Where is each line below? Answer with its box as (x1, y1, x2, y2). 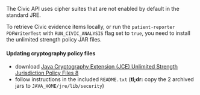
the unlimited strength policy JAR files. (6, 36, 102, 43)
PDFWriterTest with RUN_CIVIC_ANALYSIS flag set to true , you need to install (6, 29, 191, 37)
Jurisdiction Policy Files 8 (14, 69, 79, 77)
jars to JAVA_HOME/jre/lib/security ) (14, 82, 104, 90)
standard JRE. (6, 11, 41, 19)
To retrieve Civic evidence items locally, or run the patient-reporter (6, 23, 175, 30)
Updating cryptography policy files (6, 49, 96, 57)
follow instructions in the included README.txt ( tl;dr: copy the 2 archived (14, 76, 194, 83)
